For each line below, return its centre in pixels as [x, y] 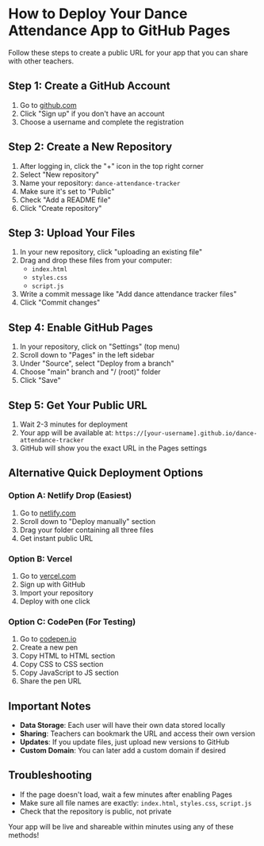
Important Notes [50, 706]
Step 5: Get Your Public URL [78, 405]
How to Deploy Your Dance [98, 14]
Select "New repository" [59, 174]
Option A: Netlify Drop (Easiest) [70, 496]
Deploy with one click [55, 601]
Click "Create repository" [61, 208]
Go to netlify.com [48, 513]
